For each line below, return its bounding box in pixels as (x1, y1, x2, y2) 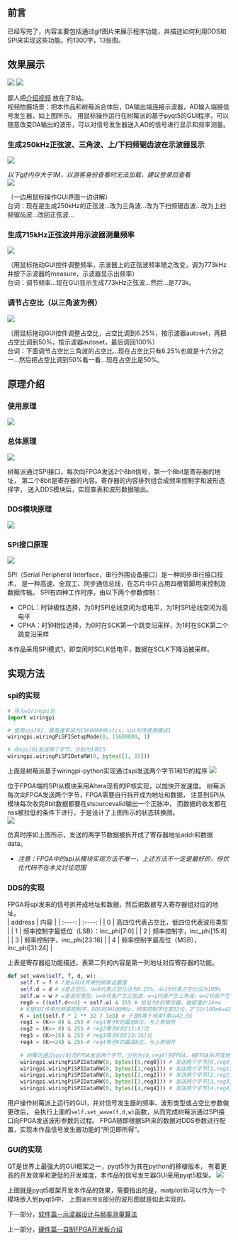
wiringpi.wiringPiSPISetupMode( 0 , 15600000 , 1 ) (7, 734, 151, 741)
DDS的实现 (7, 883, 45, 893)
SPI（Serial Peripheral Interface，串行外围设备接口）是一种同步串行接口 (7, 570, 217, 579)
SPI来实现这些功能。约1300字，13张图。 (7, 36, 125, 44)
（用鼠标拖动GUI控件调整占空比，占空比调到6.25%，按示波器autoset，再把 (7, 329, 227, 337)
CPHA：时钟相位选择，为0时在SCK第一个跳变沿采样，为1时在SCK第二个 (17, 621, 229, 630)
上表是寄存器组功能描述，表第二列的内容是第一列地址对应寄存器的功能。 (7, 958, 218, 967)
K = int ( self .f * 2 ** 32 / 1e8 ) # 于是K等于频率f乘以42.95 (20, 1012, 193, 1019)
